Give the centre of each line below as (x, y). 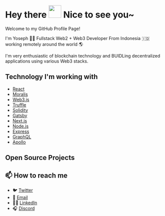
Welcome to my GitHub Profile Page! (43, 28)
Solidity (20, 110)
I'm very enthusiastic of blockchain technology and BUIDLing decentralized (83, 55)
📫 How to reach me (36, 175)
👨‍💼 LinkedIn (25, 202)
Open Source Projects (40, 158)
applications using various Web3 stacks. (47, 61)
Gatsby (20, 115)
